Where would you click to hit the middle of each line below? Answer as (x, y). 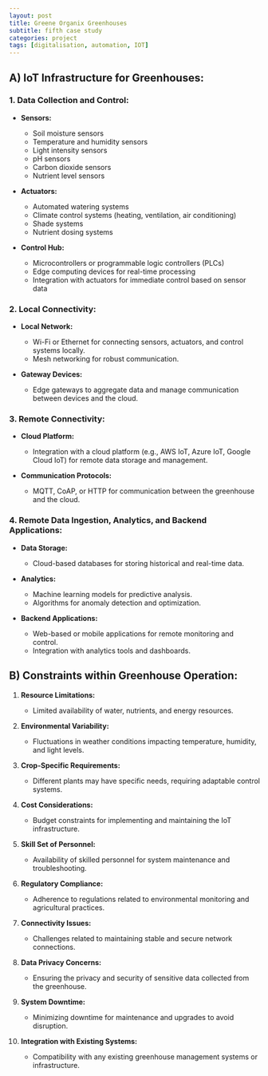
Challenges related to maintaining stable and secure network (132, 938)
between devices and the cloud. (85, 398)
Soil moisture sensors (68, 133)
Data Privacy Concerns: (61, 962)
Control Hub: (42, 247)
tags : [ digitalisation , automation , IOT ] (79, 45)
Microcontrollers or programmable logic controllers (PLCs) (128, 263)
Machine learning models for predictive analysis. (112, 594)
